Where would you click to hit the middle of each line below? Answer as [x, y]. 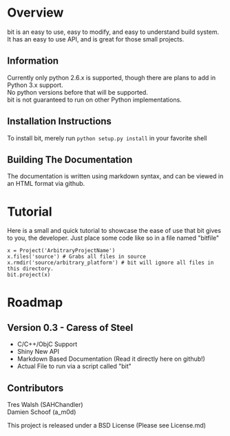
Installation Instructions [60, 121]
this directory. [30, 269]
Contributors [35, 388]
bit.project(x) [29, 275]
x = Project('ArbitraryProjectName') [61, 251]
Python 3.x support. [35, 85]
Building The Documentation [70, 159]
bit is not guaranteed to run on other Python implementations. [95, 99]
